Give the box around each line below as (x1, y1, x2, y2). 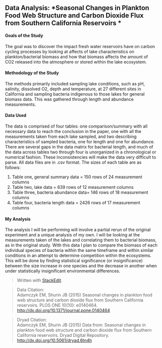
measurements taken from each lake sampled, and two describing (5, 133, 137, 139)
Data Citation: (16, 287, 44, 293)
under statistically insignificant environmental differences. (5, 268, 120, 274)
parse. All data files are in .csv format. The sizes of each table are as (5, 160, 142, 165)
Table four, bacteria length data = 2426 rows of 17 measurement (12, 200, 140, 205)
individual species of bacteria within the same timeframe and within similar (5, 248, 154, 253)
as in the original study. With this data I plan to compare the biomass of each (5, 242, 158, 248)
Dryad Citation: (16, 317, 47, 323)
